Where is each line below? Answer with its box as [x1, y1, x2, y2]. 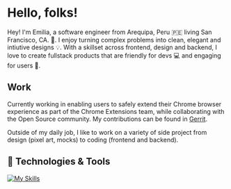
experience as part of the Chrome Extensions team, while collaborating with [7, 107, 225, 115]
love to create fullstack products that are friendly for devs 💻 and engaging [7, 51, 221, 60]
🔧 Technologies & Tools [7, 156, 111, 167]
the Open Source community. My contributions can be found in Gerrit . [7, 115, 207, 123]
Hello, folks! [7, 5, 78, 21]
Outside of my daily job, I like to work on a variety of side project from [7, 128, 207, 136]
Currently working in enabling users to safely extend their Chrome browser [7, 99, 222, 108]
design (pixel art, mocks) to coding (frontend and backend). [7, 135, 179, 144]
